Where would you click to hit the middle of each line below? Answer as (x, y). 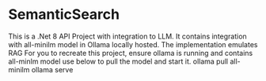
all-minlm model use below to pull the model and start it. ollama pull (118, 61)
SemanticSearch (64, 15)
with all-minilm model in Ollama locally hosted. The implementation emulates (133, 44)
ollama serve (52, 69)
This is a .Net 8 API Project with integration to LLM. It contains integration (127, 36)
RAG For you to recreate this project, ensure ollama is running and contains (131, 53)
